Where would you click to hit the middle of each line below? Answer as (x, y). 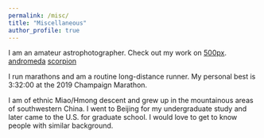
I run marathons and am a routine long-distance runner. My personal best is (132, 77)
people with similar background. (61, 126)
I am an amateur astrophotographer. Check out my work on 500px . (117, 53)
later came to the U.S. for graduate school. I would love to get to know (123, 117)
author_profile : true (44, 30)
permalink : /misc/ (39, 15)
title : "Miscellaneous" (48, 23)
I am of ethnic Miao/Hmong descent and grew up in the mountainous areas (131, 101)
